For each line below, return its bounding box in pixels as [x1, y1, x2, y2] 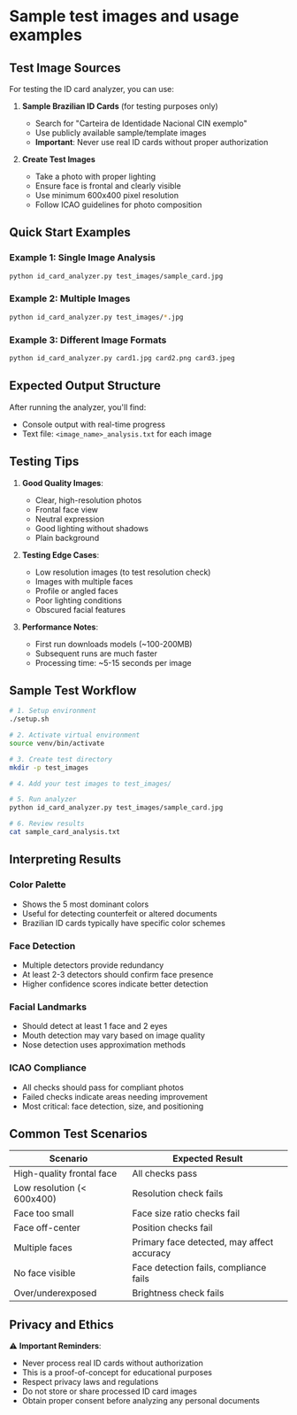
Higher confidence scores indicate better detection [21, 978, 209, 989]
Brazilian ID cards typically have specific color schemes [21, 917, 225, 928]
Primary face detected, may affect [132, 1236, 274, 1249]
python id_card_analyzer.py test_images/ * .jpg [9, 313, 184, 321]
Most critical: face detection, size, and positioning [21, 1101, 204, 1111]
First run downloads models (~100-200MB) [34, 638, 193, 649]
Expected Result [171, 1153, 243, 1165]
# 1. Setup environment [9, 707, 97, 715]
